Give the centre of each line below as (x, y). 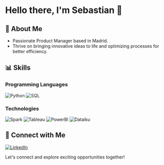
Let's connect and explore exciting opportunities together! (65, 157)
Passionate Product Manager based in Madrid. (60, 41)
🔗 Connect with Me (35, 135)
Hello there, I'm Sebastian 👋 (64, 10)
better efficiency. (30, 51)
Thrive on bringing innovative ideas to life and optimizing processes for (85, 46)
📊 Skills (18, 68)
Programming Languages (37, 85)
